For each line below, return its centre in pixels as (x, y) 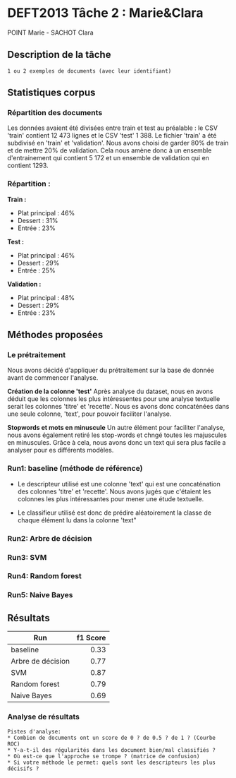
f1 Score (91, 638)
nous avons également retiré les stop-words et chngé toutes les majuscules (117, 435)
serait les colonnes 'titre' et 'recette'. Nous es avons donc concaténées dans (118, 407)
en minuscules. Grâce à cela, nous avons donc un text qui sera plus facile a (117, 443)
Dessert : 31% (38, 220)
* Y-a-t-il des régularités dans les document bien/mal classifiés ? (112, 750)
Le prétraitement (36, 355)
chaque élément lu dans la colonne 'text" (77, 520)
